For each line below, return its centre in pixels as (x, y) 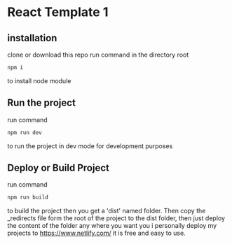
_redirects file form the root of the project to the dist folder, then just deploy (116, 218)
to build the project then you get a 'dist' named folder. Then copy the (107, 211)
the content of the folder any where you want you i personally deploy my (112, 226)
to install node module (39, 80)
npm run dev (25, 132)
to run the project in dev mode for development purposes (90, 146)
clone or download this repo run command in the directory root (98, 55)
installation (32, 38)
